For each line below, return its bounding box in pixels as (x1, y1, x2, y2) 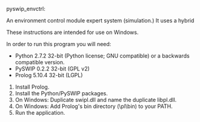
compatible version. (15, 59, 65, 66)
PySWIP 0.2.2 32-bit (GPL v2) (15, 65, 90, 72)
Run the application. (15, 109, 65, 116)
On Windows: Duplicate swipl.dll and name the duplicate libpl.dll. (15, 97, 177, 103)
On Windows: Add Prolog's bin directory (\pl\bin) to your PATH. (15, 103, 173, 110)
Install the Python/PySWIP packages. (15, 90, 108, 97)
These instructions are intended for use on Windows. (6, 29, 139, 36)
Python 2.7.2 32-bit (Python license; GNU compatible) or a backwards (15, 52, 190, 59)
